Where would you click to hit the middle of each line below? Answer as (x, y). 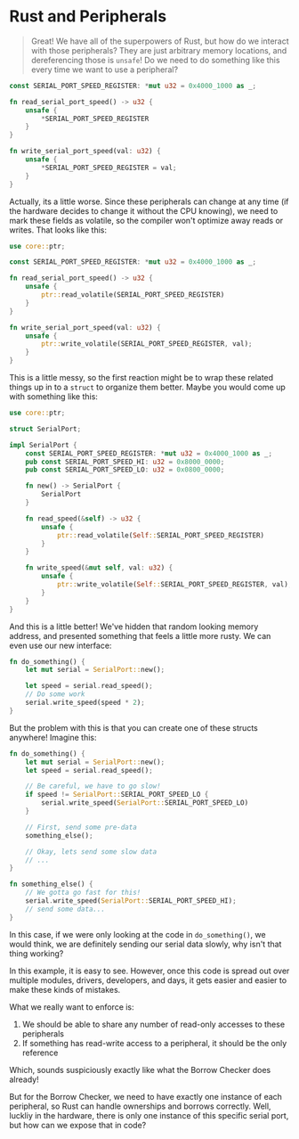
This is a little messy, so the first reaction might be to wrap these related (141, 378)
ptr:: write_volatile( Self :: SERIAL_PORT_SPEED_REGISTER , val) (173, 585)
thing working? (36, 953)
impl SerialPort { (43, 445)
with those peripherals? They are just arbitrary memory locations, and (159, 50)
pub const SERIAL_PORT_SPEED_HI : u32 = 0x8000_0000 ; (125, 462)
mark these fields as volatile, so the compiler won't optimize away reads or (146, 220)
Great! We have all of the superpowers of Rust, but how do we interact (160, 41)
